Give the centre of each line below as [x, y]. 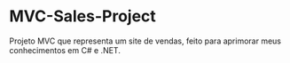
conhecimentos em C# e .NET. [65, 50]
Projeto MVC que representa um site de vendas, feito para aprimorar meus [145, 41]
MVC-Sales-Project [83, 16]
